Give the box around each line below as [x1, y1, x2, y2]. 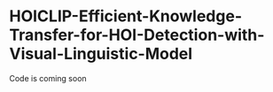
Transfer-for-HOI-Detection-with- [9, 25, 265, 45]
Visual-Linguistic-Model [9, 44, 193, 64]
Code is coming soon [9, 73, 87, 83]
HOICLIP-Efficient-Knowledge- [9, 6, 242, 27]
